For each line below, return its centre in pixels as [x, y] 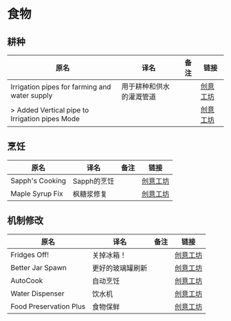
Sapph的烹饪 [93, 181]
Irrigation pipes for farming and [61, 87]
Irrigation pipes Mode [45, 119]
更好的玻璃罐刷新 [120, 268]
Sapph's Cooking [38, 180]
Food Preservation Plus [48, 306]
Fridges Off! [30, 254]
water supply [32, 95]
